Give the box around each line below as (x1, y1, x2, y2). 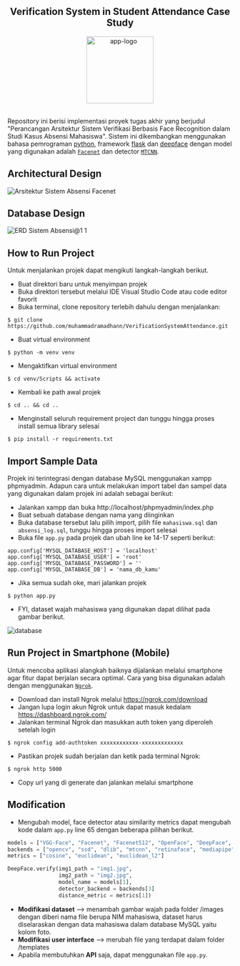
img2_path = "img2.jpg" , (58, 872, 133, 880)
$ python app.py (7, 592, 56, 599)
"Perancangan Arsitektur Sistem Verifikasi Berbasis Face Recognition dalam (7, 124, 231, 133)
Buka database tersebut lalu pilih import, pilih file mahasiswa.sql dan (17, 518, 218, 527)
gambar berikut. (17, 612, 66, 621)
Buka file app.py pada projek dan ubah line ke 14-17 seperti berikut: (17, 534, 216, 542)
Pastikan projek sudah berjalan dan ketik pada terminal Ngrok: (17, 752, 201, 760)
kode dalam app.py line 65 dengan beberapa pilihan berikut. (17, 825, 194, 834)
